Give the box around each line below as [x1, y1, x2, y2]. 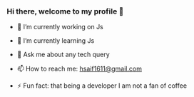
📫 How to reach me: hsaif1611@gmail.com [16, 64, 142, 73]
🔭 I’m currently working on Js [16, 23, 104, 31]
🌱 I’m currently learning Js [16, 36, 95, 45]
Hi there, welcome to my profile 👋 [6, 6, 124, 16]
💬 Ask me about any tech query [16, 50, 110, 59]
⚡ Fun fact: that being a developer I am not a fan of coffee [16, 81, 187, 90]
